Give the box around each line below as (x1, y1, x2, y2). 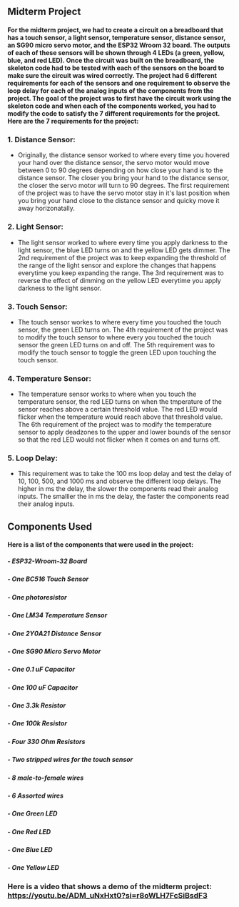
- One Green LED (7, 809, 58, 818)
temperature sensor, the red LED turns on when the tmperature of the (17, 397, 223, 406)
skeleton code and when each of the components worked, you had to (7, 101, 216, 110)
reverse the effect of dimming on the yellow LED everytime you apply (17, 276, 221, 284)
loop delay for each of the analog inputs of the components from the (7, 86, 214, 95)
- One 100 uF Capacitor (7, 683, 78, 692)
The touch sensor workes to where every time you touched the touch (17, 317, 222, 326)
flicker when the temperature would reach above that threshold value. (17, 412, 223, 421)
